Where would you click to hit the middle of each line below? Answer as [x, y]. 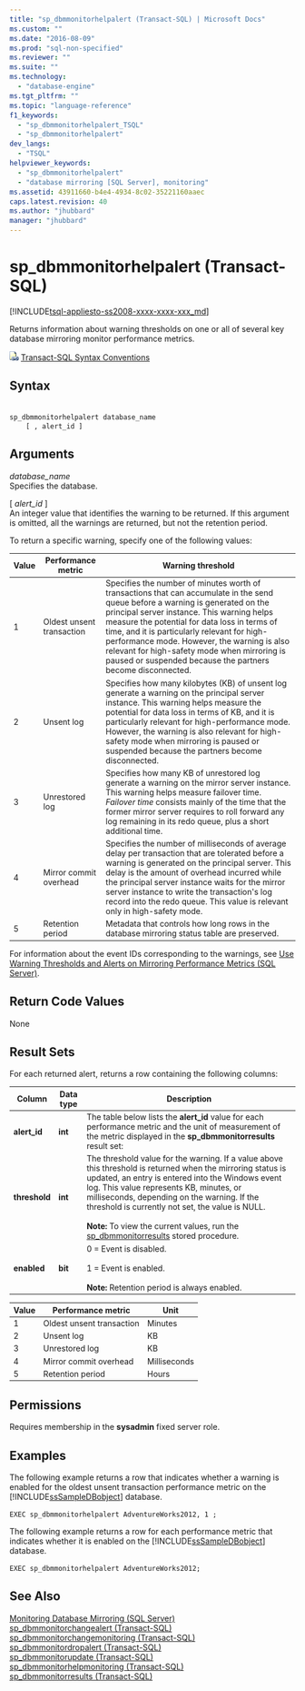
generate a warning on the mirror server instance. [198, 782]
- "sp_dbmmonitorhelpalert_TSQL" [81, 125]
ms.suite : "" [34, 67]
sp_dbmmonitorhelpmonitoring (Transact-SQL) [97, 1666]
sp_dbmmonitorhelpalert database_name [83, 417]
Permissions [45, 1405]
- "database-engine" [56, 86]
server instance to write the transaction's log [189, 892]
